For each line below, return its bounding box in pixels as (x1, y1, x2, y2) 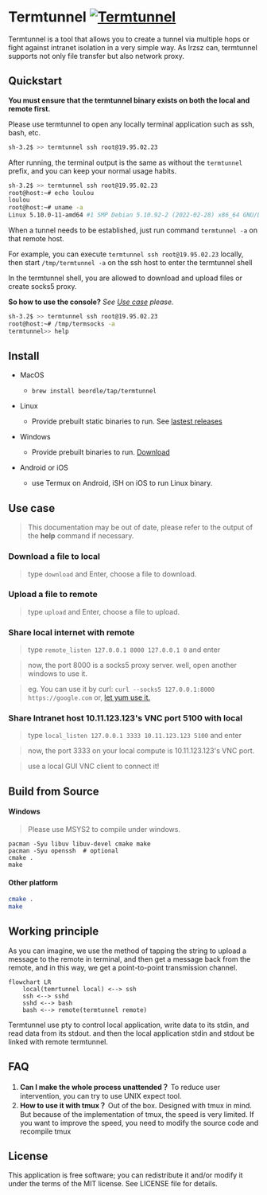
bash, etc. (8, 127, 41, 137)
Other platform (8, 877, 58, 887)
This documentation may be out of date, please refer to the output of (27, 522, 253, 533)
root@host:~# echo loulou (8, 189, 94, 197)
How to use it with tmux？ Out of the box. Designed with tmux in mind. (19, 1100, 253, 1110)
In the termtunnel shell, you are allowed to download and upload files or (8, 273, 243, 283)
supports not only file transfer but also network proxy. (8, 51, 185, 61)
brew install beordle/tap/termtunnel (31, 387, 157, 396)
